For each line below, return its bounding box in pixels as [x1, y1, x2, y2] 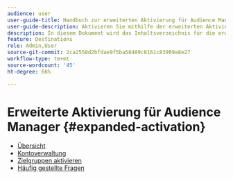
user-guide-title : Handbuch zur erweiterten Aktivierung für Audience [7, 17, 216, 24]
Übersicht [17, 142, 46, 150]
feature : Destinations [7, 36, 73, 43]
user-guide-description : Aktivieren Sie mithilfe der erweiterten [7, 23, 203, 30]
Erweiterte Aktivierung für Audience [7, 104, 221, 120]
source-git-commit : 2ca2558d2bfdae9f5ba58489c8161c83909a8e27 [7, 49, 191, 56]
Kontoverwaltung [17, 149, 67, 157]
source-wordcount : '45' [7, 62, 76, 69]
